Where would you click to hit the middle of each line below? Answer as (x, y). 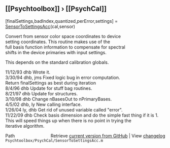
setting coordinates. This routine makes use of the (58, 42)
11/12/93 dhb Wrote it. (28, 72)
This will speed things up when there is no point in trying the (69, 120)
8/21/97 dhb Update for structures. (41, 93)
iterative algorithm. (25, 126)
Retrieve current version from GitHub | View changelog (108, 136)
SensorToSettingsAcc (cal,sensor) (40, 26)
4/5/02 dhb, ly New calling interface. (44, 104)
